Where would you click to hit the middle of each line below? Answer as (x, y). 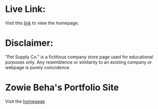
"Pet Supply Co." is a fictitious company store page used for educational (79, 57)
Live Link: (25, 9)
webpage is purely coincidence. (38, 67)
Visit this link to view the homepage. (42, 23)
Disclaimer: (29, 43)
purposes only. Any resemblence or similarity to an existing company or (79, 62)
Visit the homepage (25, 101)
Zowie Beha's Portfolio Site (62, 88)
